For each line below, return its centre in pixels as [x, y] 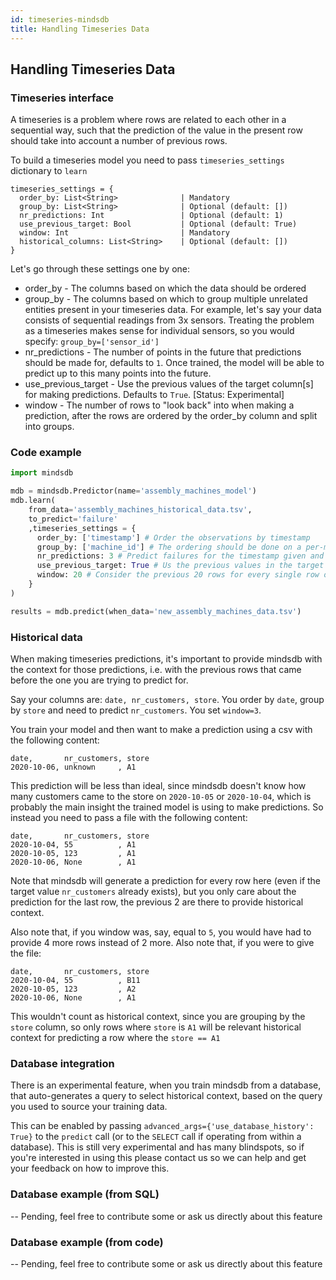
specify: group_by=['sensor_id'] [92, 342]
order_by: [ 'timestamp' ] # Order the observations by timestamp [173, 537]
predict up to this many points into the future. [118, 373]
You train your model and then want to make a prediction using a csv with [161, 730]
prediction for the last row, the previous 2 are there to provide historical [157, 902]
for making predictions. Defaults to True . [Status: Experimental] [154, 395]
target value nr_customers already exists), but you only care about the [153, 892]
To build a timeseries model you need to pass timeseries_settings [147, 160]
